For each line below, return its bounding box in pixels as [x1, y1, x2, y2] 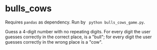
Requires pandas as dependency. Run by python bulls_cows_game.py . [5, 19, 145, 25]
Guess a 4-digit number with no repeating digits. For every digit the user [5, 28, 151, 34]
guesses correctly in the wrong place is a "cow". [5, 39, 103, 45]
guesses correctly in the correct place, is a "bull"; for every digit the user [5, 34, 152, 40]
